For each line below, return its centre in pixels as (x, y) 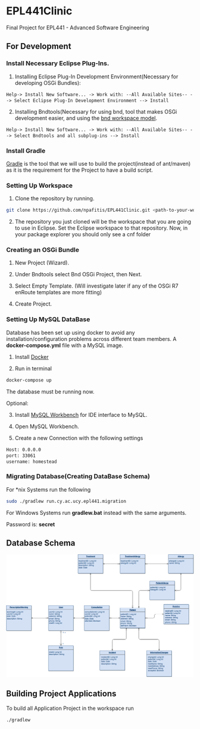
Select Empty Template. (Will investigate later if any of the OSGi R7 (96, 286)
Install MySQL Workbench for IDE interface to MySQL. (81, 414)
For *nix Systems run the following (49, 489)
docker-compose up (29, 380)
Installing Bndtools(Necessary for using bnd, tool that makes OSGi (96, 111)
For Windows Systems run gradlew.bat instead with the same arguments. (96, 513)
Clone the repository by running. (54, 199)
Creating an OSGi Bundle (43, 250)
